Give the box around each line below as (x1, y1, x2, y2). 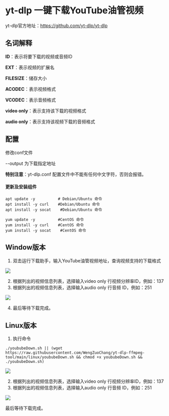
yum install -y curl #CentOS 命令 (5, 223, 84, 228)
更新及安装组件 (5, 184, 37, 190)
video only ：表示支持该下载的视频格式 (5, 108, 86, 114)
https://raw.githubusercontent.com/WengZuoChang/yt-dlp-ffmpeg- (5, 350, 145, 355)
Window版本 (5, 243, 46, 252)
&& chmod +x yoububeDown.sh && (76, 355, 143, 360)
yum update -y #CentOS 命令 (5, 217, 84, 222)
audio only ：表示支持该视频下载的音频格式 (5, 118, 95, 125)
